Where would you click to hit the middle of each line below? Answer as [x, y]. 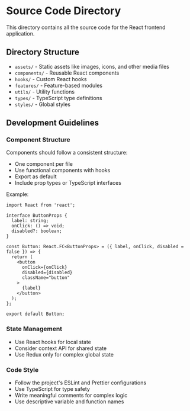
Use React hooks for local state [53, 342]
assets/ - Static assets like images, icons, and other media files [92, 66]
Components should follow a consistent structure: [67, 153]
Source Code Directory [64, 11]
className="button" [46, 278]
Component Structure [38, 140]
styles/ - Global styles [43, 104]
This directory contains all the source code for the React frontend [86, 27]
